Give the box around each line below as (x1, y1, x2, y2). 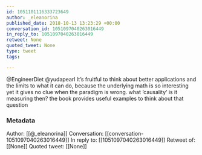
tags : (6, 54, 20, 60)
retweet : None (6, 37, 42, 43)
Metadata (6, 116, 35, 124)
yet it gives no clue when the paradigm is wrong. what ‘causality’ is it (6, 88, 178, 95)
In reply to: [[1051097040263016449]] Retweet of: (70, 136, 195, 144)
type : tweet (6, 48, 36, 54)
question (6, 101, 28, 109)
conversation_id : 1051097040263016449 (6, 25, 104, 32)
